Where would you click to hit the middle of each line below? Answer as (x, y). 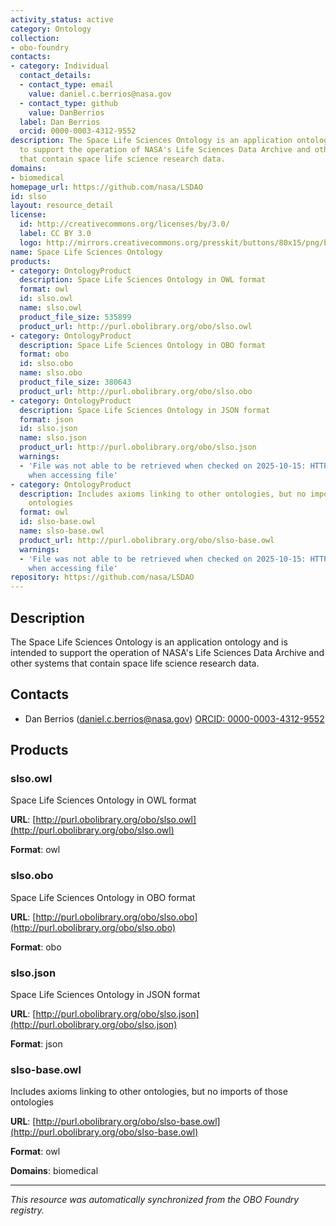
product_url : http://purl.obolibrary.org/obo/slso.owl (136, 326)
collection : (35, 38)
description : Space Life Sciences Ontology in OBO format (143, 345)
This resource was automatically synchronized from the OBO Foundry (155, 1200)
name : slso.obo (51, 373)
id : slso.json (48, 429)
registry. (27, 1210)
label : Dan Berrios (60, 122)
